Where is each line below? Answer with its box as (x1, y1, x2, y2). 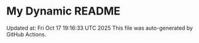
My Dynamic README (6, 4, 121, 18)
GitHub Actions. (6, 30, 47, 38)
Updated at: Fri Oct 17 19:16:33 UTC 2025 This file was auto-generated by (6, 24, 193, 31)
